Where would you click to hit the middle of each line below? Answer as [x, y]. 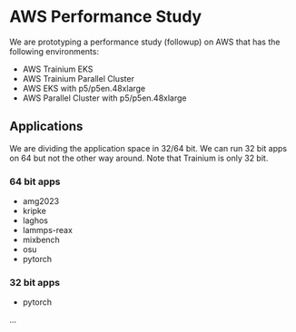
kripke [35, 211]
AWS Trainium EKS [58, 69]
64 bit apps [35, 181]
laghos [35, 220]
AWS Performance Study [106, 17]
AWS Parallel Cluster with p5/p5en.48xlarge [104, 98]
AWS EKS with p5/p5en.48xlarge [84, 88]
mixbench [41, 240]
